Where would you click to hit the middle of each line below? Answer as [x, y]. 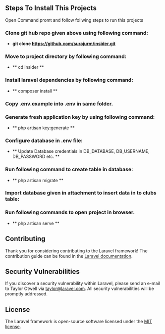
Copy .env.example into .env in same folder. [59, 103]
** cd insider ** [28, 67]
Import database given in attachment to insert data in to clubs [81, 193]
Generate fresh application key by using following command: [80, 117]
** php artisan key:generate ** [43, 128]
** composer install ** [35, 91]
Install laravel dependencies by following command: [69, 80]
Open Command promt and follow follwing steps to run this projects [74, 20]
